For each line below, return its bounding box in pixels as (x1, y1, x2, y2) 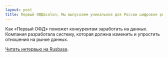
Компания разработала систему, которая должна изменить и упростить (5, 31, 160, 37)
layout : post (5, 7, 32, 12)
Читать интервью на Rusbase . (5, 46, 69, 52)
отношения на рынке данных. (5, 36, 68, 42)
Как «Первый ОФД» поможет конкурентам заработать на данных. (5, 25, 147, 31)
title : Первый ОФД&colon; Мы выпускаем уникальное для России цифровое (5, 12, 157, 17)
